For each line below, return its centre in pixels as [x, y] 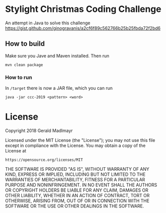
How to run [19, 77]
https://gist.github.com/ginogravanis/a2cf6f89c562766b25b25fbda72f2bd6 [83, 28]
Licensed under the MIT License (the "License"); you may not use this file [80, 140]
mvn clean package [24, 65]
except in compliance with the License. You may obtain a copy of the [75, 145]
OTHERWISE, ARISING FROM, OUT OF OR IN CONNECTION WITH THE [77, 201]
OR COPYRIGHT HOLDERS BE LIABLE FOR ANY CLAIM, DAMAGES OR [77, 190]
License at [16, 150]
